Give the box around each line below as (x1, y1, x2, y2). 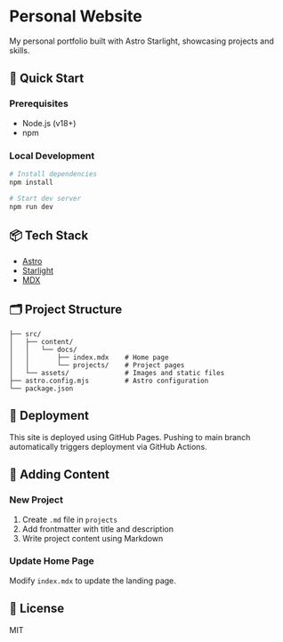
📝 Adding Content (9, 467, 109, 482)
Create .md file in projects (21, 514, 118, 525)
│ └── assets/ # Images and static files (9, 369, 225, 378)
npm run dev (9, 202, 53, 211)
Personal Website (9, 6, 142, 27)
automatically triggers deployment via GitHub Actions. (9, 441, 207, 452)
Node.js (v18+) (21, 117, 77, 128)
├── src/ (9, 330, 42, 339)
